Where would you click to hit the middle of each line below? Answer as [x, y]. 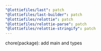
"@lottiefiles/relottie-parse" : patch [46, 24]
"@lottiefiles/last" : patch [35, 10]
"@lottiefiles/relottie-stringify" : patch [50, 29]
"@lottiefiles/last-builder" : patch [44, 15]
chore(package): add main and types [44, 43]
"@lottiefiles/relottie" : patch [39, 19]
